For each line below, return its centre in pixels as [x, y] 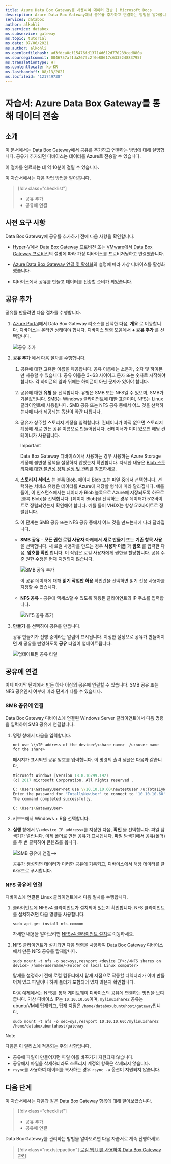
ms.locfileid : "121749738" [34, 77]
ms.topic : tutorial [26, 39]
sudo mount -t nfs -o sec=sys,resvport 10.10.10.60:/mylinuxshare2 [85, 1022]
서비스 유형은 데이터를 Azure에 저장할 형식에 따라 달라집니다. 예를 [99, 486]
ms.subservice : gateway [31, 34]
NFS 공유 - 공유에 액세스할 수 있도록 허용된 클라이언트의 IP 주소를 [85, 598]
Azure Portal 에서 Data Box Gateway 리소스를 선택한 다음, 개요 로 [78, 323]
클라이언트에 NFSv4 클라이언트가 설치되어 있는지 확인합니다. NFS [78, 908]
